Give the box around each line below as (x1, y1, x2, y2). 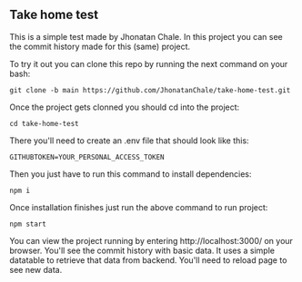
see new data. (9, 264, 63, 275)
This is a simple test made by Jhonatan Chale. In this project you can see (9, 31, 284, 42)
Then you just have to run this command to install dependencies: (9, 168, 252, 180)
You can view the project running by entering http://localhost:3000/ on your (9, 235, 294, 246)
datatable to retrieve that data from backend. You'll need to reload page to (9, 254, 287, 266)
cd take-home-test (9, 119, 79, 128)
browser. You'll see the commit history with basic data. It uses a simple (9, 245, 276, 256)
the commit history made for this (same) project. (9, 41, 191, 52)
